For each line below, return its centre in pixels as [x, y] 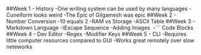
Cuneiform [20, 15]
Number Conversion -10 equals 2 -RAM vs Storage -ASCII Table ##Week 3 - [101, 21]
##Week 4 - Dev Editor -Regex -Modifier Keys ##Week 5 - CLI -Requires [96, 34]
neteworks [19, 47]
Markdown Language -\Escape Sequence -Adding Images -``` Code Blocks [100, 27]
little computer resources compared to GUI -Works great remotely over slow [100, 40]
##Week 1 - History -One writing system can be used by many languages [97, 9]
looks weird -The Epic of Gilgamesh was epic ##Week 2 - [105, 15]
